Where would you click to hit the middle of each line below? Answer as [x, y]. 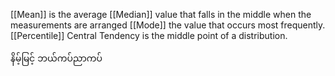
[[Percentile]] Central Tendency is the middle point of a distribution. [149, 35]
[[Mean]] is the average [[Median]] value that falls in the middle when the [161, 14]
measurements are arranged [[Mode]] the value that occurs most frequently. [168, 25]
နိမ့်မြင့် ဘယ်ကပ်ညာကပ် [56, 58]
